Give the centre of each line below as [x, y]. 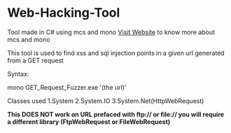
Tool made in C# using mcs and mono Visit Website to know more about [111, 32]
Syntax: [18, 74]
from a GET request [36, 60]
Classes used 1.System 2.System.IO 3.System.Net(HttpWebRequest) [106, 101]
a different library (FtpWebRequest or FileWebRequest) [89, 122]
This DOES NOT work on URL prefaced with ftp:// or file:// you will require [116, 114]
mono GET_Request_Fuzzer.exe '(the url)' [67, 87]
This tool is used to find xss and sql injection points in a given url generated [116, 53]
